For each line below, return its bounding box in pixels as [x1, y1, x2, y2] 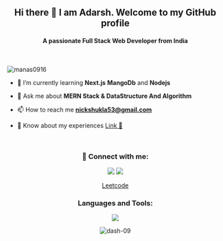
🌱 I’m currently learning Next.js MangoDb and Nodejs [16, 78, 171, 86]
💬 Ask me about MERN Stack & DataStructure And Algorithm [16, 92, 192, 100]
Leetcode [102, 181, 129, 189]
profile [100, 18, 130, 29]
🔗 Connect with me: [82, 151, 149, 161]
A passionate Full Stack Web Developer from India [42, 36, 189, 45]
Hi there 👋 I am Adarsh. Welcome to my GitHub [14, 7, 217, 18]
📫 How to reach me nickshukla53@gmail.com [16, 105, 152, 114]
